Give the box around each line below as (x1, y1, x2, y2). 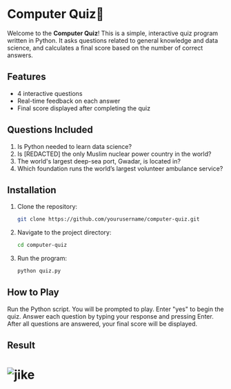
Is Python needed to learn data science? (17, 142, 132, 150)
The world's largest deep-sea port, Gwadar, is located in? (17, 157, 181, 165)
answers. (7, 51, 33, 59)
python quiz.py (17, 268, 61, 275)
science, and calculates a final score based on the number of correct (7, 43, 203, 52)
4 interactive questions (17, 89, 83, 97)
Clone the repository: (17, 203, 78, 211)
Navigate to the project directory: (17, 228, 112, 237)
